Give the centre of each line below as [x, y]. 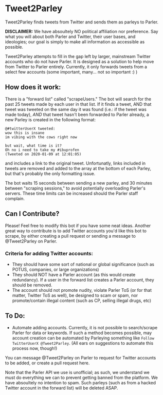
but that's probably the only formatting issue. [50, 173]
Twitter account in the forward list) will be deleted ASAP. [62, 388]
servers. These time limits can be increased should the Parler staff [72, 193]
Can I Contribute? [32, 214]
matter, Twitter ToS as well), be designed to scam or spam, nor [75, 295]
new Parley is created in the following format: [50, 119]
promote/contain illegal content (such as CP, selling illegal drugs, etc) [82, 301]
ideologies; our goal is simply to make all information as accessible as [75, 41]
